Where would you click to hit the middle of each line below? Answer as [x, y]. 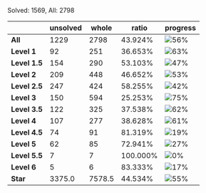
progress [181, 28]
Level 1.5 [27, 63]
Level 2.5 [27, 86]
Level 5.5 [27, 156]
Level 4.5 [27, 132]
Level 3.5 [27, 109]
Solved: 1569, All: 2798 [41, 10]
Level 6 [24, 167]
